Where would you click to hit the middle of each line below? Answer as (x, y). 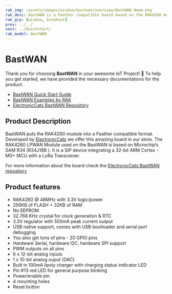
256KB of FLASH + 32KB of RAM (48, 205)
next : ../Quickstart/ (28, 29)
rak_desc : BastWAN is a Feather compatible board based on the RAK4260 (83, 15)
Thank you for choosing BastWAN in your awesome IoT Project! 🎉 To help (83, 73)
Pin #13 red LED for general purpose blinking (60, 270)
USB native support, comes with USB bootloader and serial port (80, 227)
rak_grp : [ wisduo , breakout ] (36, 19)
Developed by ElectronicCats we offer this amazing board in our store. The (84, 139)
